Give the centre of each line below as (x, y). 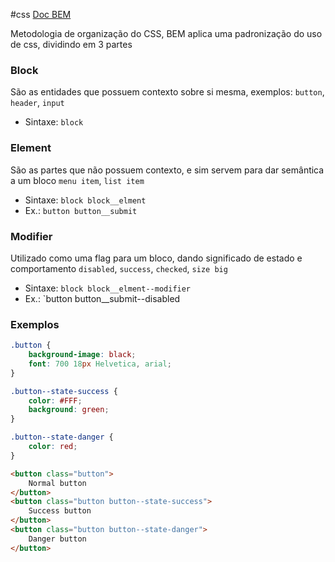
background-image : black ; (82, 355)
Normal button (57, 483)
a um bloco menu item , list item (77, 180)
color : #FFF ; (55, 400)
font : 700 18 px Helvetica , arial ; (100, 364)
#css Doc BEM (41, 14)
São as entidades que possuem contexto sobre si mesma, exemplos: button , (167, 92)
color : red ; (53, 447)
